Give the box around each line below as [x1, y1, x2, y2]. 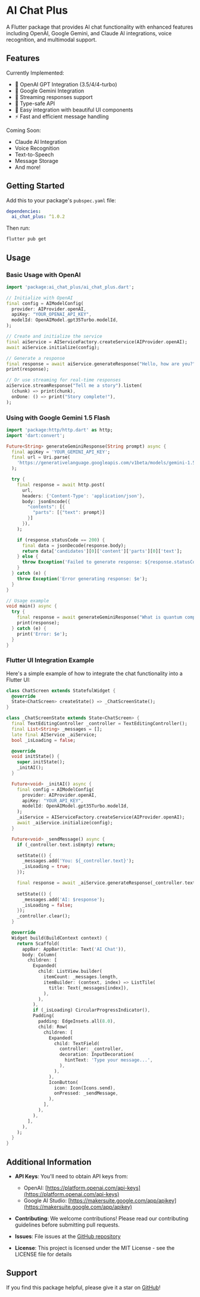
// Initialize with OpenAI [6, 295, 73, 301]
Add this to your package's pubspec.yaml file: [6, 196, 116, 204]
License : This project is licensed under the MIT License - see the [14, 1244, 175, 1252]
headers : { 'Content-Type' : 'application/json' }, [21, 493, 145, 499]
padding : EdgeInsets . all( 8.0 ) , [37, 1018, 116, 1024]
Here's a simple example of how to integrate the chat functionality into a [6, 670, 183, 677]
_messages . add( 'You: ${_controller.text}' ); [21, 858, 135, 864]
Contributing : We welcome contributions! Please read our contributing [14, 1215, 189, 1222]
